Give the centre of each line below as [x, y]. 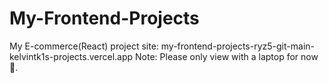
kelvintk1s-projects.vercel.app [71, 56]
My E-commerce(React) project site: [84, 46]
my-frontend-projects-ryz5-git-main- [237, 46]
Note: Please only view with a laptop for [217, 56]
